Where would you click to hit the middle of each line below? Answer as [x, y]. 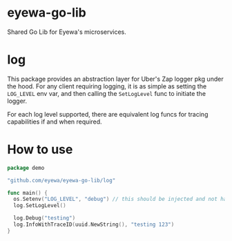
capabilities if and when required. [55, 122]
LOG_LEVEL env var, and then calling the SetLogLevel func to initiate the [106, 93]
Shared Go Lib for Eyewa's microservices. [67, 32]
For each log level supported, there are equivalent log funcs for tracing [108, 114]
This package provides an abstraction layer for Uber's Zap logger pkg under [115, 79]
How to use [40, 150]
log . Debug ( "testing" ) [45, 218]
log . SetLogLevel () [40, 206]
